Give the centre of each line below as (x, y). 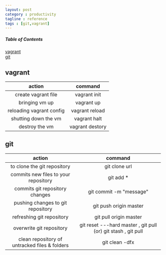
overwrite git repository (40, 228)
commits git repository (40, 188)
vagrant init (88, 95)
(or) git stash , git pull (118, 231)
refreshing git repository (40, 217)
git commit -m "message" (118, 191)
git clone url (118, 166)
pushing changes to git (41, 203)
